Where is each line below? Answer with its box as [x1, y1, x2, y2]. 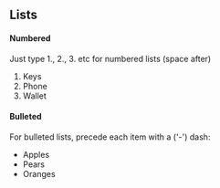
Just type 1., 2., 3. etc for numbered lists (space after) [9, 53, 212, 64]
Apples [22, 149, 50, 160]
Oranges [22, 168, 57, 179]
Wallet [22, 90, 47, 101]
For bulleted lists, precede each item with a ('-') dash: [9, 131, 211, 142]
